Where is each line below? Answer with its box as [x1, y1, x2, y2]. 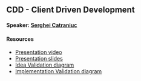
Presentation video [15, 49, 62, 56]
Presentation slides [15, 55, 64, 62]
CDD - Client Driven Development [6, 5, 135, 15]
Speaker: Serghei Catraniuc [6, 21, 77, 29]
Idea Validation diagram [15, 61, 74, 68]
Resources [6, 35, 34, 43]
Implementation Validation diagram [15, 68, 102, 75]
